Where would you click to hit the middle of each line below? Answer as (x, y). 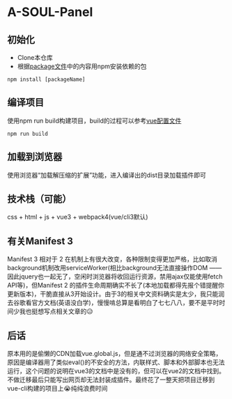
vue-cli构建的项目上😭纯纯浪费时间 (57, 389)
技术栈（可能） (39, 199)
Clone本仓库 (35, 57)
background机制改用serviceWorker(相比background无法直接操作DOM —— (115, 268)
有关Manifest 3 (40, 241)
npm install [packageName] (46, 79)
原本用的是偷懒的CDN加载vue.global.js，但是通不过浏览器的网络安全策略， (115, 354)
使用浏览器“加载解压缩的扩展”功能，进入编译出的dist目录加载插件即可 (107, 175)
